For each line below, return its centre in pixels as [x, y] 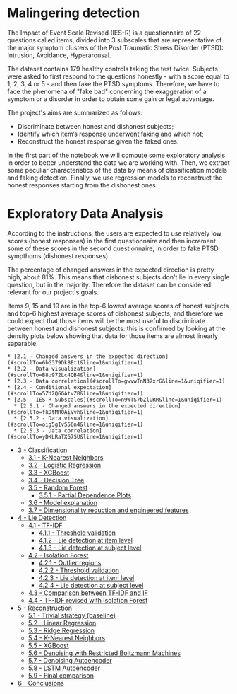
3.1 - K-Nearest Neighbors [66, 457]
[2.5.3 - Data [41, 430]
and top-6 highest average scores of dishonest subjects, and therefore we [115, 313]
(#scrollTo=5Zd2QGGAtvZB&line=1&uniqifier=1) [75, 393]
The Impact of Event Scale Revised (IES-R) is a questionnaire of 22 [104, 33]
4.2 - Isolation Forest [58, 555]
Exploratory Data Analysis [85, 214]
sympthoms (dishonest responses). [59, 255]
